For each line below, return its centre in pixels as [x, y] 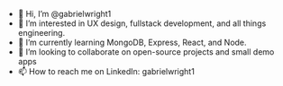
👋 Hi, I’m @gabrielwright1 [64, 14]
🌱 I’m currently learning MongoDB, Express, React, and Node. [132, 42]
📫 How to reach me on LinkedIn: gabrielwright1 [106, 71]
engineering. [41, 33]
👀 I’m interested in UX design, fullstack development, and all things [142, 23]
